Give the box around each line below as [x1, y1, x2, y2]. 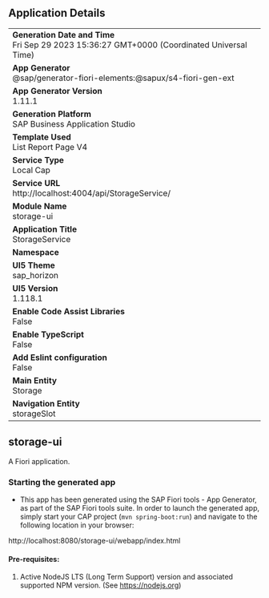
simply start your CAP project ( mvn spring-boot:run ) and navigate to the [19, 511, 258, 521]
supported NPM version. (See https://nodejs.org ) [19, 580, 182, 590]
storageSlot [12, 408, 56, 419]
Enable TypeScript [12, 329, 84, 340]
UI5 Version [12, 282, 58, 293]
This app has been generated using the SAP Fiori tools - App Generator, [19, 495, 258, 504]
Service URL [12, 177, 61, 188]
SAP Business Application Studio [12, 118, 136, 129]
